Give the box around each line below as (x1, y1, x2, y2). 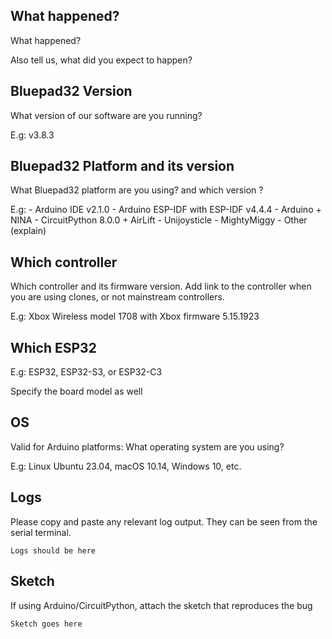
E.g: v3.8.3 (10, 129, 55, 141)
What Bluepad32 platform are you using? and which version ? (10, 184, 264, 196)
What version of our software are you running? (10, 109, 203, 121)
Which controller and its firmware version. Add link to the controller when (10, 280, 312, 293)
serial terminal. (10, 526, 72, 538)
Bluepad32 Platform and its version (10, 158, 235, 175)
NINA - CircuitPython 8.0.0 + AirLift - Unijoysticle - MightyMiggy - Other (10, 214, 308, 226)
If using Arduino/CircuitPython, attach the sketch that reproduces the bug (10, 599, 313, 611)
